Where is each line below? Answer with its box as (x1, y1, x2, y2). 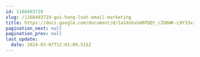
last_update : (5, 36, 38, 42)
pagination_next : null (5, 25, 62, 31)
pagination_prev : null (5, 31, 62, 37)
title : (5, 20, 22, 26)
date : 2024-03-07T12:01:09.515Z (11, 42, 92, 48)
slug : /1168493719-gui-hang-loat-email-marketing (5, 14, 132, 20)
